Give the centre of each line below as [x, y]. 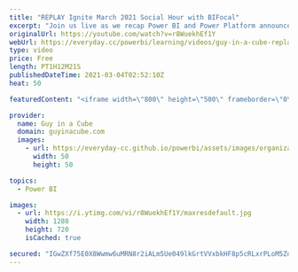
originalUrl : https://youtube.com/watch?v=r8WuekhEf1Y [113, 34]
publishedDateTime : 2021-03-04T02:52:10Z [87, 75]
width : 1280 [47, 221]
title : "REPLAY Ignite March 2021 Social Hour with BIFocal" [125, 17]
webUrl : [24, 42]
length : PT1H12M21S [45, 67]
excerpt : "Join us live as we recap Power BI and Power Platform [132, 26]
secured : [25, 253]
